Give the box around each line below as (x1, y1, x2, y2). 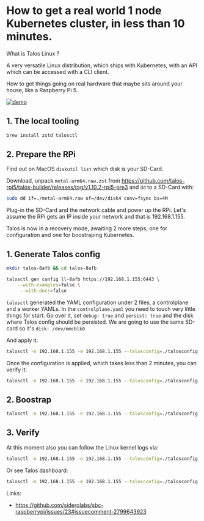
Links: (6, 489, 21, 497)
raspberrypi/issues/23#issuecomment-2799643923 (15, 508, 147, 515)
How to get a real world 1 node (6, 4, 162, 18)
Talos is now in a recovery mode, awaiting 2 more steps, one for (6, 225, 168, 232)
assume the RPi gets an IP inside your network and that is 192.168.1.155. (6, 213, 185, 220)
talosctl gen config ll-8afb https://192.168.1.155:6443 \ (6, 276, 160, 282)
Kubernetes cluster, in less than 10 (6, 16, 185, 31)
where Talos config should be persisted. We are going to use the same (6, 318, 184, 326)
